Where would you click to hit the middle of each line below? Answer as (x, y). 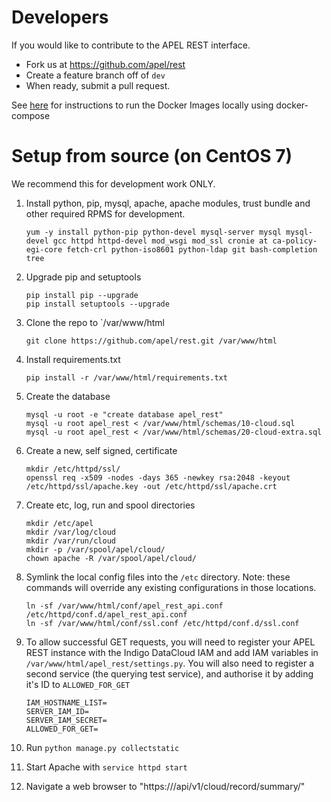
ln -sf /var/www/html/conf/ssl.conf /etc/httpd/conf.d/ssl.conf (162, 623)
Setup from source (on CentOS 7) (152, 156)
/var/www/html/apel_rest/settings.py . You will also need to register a (170, 663)
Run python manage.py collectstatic (102, 747)
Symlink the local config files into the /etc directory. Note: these (158, 577)
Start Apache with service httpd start (106, 767)
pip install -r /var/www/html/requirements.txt (126, 377)
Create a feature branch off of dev (95, 75)
